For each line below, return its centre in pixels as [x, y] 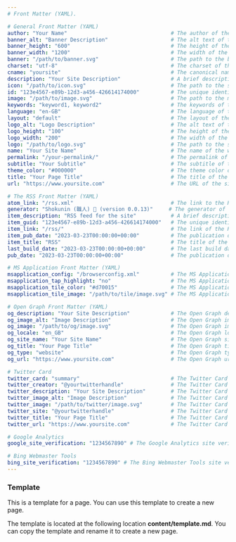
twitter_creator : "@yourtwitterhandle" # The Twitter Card [118, 385]
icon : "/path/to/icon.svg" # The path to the [116, 85]
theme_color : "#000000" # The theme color [116, 170]
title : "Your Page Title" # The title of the [118, 177]
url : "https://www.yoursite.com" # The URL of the [114, 184]
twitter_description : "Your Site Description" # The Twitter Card [118, 391]
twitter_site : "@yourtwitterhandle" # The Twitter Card [118, 411]
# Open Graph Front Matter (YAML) [58, 307]
